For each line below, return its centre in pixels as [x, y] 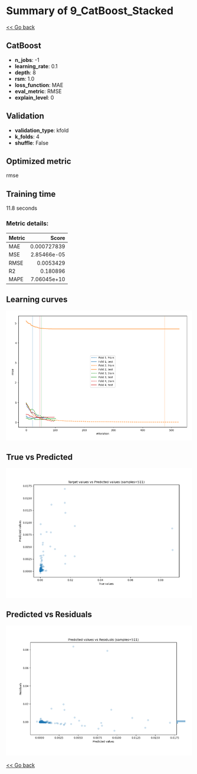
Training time [31, 194]
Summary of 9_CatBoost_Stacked [90, 11]
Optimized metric [39, 161]
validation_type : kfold [42, 130]
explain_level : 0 [34, 97]
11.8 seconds [22, 208]
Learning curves [37, 300]
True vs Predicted [39, 457]
